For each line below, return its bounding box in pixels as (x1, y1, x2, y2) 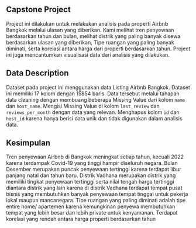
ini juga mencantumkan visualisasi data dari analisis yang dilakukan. (6, 51, 170, 58)
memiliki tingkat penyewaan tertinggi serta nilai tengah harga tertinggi (6, 178, 174, 185)
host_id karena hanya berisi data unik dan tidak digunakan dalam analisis (6, 115, 183, 122)
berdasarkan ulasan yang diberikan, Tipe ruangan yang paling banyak (6, 39, 174, 46)
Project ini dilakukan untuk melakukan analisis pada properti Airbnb (6, 20, 169, 27)
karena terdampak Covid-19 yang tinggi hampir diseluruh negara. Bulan (6, 160, 178, 167)
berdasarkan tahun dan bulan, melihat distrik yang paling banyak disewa (6, 32, 181, 40)
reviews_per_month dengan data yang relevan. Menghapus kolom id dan (6, 108, 180, 116)
